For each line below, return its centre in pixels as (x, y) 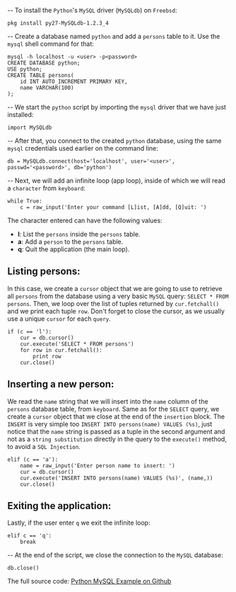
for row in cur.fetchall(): (61, 350)
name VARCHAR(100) (47, 88)
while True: (25, 201)
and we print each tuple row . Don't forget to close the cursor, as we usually (116, 311)
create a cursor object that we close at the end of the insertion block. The (116, 416)
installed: (20, 115)
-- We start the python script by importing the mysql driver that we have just (117, 107)
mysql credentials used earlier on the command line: (83, 148)
